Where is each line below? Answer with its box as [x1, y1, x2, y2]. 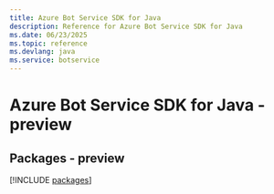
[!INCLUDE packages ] [9, 175, 92, 185]
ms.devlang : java [9, 47, 76, 56]
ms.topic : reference [9, 38, 89, 48]
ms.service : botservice [9, 56, 100, 65]
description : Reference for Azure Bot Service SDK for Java [9, 22, 244, 31]
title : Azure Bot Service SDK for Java [9, 13, 162, 23]
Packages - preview [9, 150, 125, 166]
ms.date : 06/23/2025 [9, 30, 89, 39]
